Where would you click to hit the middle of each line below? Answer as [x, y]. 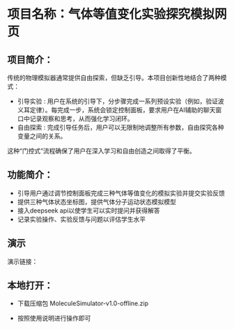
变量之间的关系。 [42, 136]
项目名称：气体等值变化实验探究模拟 [111, 14]
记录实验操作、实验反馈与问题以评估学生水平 [81, 219]
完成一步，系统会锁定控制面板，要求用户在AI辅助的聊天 [136, 110]
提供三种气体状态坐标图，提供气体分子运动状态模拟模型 [96, 201]
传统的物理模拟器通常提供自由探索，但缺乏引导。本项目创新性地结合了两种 [114, 78]
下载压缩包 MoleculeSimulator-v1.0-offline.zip [83, 303]
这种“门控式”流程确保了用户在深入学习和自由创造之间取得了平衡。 [102, 151]
